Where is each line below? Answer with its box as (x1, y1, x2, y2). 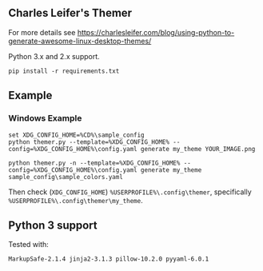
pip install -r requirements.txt (8, 67, 120, 75)
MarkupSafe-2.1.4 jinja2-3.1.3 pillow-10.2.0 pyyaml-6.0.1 (8, 255, 209, 263)
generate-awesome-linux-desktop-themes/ (8, 36, 152, 46)
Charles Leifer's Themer (8, 6, 133, 20)
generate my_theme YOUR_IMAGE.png (140, 145, 256, 153)
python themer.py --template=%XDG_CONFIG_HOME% (8, 137, 170, 146)
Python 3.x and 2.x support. (8, 51, 100, 61)
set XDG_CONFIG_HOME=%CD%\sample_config (8, 131, 145, 139)
